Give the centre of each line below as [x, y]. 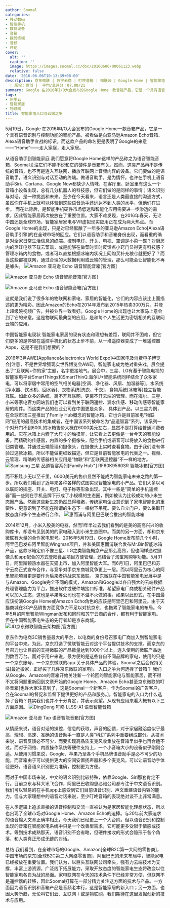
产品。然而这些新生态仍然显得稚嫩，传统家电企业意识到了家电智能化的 [87, 502]
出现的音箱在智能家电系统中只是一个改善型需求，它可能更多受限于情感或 [80, 826]
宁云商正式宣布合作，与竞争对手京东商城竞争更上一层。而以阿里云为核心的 [83, 569]
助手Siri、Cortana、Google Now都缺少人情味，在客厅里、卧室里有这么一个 [83, 183]
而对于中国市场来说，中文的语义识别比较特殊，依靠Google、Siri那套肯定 [80, 777]
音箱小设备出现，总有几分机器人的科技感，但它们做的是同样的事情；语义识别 [85, 190]
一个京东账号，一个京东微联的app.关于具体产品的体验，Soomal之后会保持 [82, 662]
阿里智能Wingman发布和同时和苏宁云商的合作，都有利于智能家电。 [91, 614]
